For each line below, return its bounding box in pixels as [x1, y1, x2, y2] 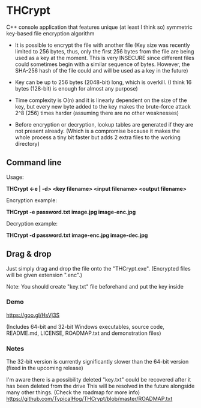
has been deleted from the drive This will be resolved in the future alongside [6, 382, 195, 390]
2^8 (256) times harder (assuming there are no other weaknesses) [14, 109, 179, 116]
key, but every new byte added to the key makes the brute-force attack [14, 103, 191, 110]
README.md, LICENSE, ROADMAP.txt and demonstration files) [6, 329, 161, 337]
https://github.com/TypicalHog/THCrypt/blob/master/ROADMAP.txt [6, 395, 173, 403]
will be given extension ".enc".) [6, 271, 83, 278]
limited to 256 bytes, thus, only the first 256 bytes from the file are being [14, 47, 194, 55]
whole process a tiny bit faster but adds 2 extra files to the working [14, 133, 181, 141]
